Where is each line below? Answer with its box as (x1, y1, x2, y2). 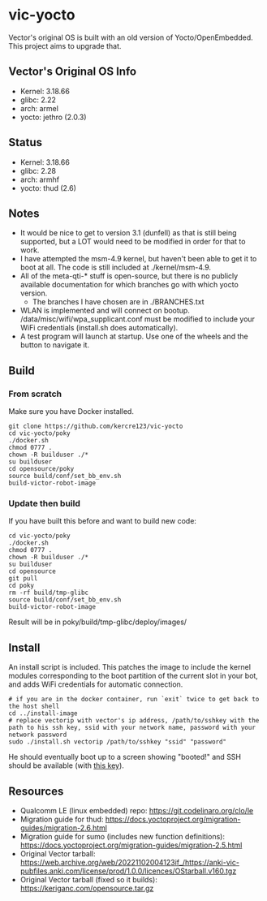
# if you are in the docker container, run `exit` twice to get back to (8, 696, 260, 704)
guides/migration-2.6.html (19, 822, 108, 833)
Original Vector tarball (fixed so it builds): (19, 874, 158, 884)
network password (8, 731, 67, 739)
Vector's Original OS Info (8, 65, 136, 79)
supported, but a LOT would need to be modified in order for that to (19, 237, 246, 247)
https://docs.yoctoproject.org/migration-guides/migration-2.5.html (19, 840, 243, 850)
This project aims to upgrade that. (8, 41, 122, 50)
